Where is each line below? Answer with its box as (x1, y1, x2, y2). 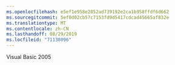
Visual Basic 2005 (6, 54, 51, 60)
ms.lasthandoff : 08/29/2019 (6, 31, 78, 37)
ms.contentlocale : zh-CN (6, 25, 69, 32)
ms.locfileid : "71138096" (6, 37, 71, 43)
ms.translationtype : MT (6, 20, 67, 26)
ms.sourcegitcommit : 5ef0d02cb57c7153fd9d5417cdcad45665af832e (6, 14, 170, 20)
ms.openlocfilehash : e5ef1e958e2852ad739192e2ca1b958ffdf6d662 (6, 8, 170, 15)
